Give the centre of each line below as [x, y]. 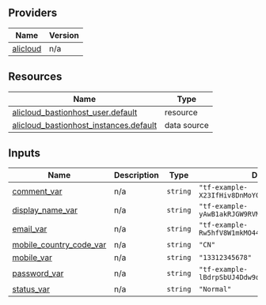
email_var [30, 229]
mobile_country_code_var [59, 245]
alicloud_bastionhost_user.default [75, 112]
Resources [35, 77]
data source [186, 125]
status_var [31, 289]
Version [64, 35]
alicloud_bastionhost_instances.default [84, 125]
